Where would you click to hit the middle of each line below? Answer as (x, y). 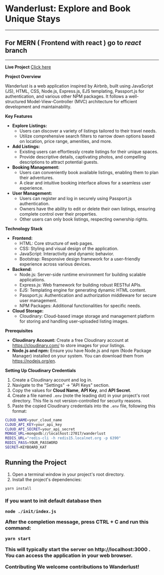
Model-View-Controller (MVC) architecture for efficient (82, 101)
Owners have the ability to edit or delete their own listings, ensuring (87, 209)
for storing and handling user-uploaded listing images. (74, 321)
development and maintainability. (38, 107)
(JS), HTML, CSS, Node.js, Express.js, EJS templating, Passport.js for (75, 91)
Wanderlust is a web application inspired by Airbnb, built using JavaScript (79, 86)
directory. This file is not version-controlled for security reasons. (77, 400)
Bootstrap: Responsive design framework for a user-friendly (80, 259)
